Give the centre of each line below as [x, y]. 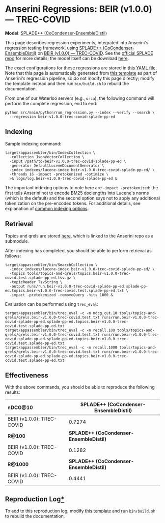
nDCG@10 [20, 407]
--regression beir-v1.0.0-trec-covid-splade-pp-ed [62, 116]
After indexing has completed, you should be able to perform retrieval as [79, 250]
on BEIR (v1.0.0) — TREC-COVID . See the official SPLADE [96, 53]
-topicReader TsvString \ [36, 282]
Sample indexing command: [33, 144]
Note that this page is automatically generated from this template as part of [81, 73]
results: [13, 392]
